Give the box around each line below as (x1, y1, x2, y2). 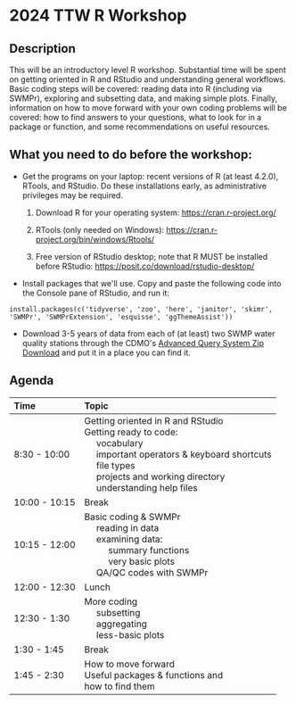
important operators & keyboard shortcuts (96, 448, 272, 460)
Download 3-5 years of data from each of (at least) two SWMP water (21, 327, 275, 339)
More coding (84, 595, 138, 608)
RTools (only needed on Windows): (35, 224, 165, 235)
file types (96, 459, 136, 471)
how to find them (84, 680, 156, 692)
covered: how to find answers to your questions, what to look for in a (9, 112, 262, 122)
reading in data (96, 521, 160, 534)
